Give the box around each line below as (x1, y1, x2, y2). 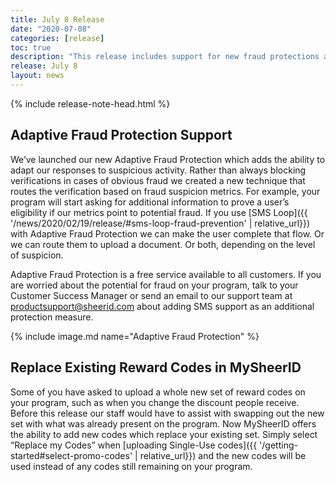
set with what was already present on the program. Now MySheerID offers (10, 417, 317, 430)
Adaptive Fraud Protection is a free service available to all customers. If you (10, 268, 322, 280)
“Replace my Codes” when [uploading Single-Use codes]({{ (10, 439, 258, 451)
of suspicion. (10, 249, 64, 261)
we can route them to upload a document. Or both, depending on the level (10, 238, 316, 250)
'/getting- (259, 439, 298, 451)
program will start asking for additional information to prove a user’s (10, 196, 290, 208)
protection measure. (10, 311, 94, 323)
